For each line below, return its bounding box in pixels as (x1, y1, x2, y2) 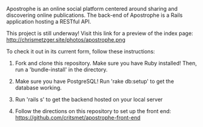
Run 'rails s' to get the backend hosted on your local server (15, 96, 163, 103)
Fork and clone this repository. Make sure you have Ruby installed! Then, (15, 60, 197, 67)
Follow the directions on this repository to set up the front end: (15, 108, 171, 114)
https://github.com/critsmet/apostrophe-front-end (15, 114, 141, 121)
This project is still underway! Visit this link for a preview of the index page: (6, 30, 193, 37)
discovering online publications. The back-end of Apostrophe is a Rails (6, 11, 183, 19)
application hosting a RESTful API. (6, 18, 92, 25)
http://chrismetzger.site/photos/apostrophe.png (6, 36, 125, 43)
